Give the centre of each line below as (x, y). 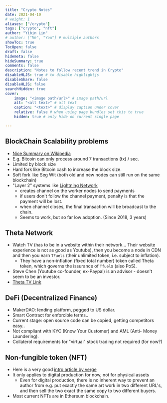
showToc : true (20, 42)
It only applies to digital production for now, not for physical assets (81, 375)
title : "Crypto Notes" (29, 10)
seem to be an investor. (36, 277)
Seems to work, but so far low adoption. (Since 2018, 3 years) (83, 217)
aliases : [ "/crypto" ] (28, 24)
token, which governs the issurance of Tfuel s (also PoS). (78, 266)
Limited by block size (34, 164)
